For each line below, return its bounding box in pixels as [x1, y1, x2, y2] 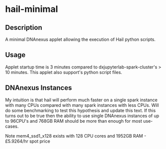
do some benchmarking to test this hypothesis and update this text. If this [5, 107, 156, 113]
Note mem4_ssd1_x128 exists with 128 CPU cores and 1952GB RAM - [5, 133, 147, 139]
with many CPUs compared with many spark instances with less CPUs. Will [5, 102, 159, 108]
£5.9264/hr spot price [5, 138, 51, 144]
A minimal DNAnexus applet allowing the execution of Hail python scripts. [5, 36, 156, 42]
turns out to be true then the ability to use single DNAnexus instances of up [5, 113, 160, 119]
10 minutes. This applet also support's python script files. [5, 69, 123, 75]
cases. [5, 123, 19, 129]
